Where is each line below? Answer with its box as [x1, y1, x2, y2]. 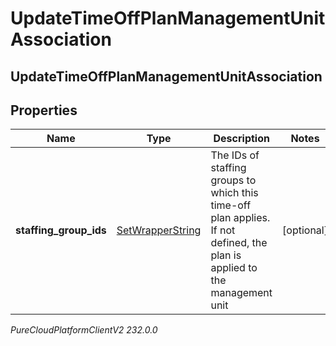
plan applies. [210, 211, 271, 225]
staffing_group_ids [15, 223, 107, 237]
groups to [210, 173, 257, 187]
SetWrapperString [116, 223, 202, 237]
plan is [210, 248, 242, 262]
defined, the [210, 236, 268, 250]
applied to [210, 261, 258, 275]
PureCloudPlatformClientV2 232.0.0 [10, 324, 158, 336]
